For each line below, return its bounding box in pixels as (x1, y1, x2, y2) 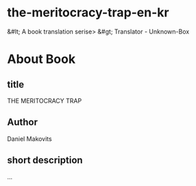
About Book (7, 51, 76, 67)
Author (7, 116, 38, 128)
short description (7, 155, 84, 166)
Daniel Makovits (7, 135, 53, 143)
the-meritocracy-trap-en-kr (7, 5, 169, 21)
